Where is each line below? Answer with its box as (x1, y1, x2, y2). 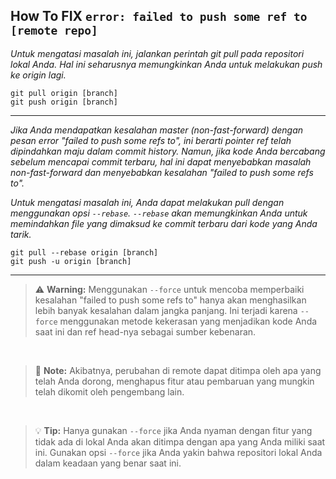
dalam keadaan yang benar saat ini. (34, 457, 182, 469)
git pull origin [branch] (10, 88, 118, 98)
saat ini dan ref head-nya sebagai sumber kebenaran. (34, 325, 257, 338)
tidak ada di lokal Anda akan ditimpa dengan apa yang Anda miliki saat (34, 435, 326, 448)
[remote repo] (10, 24, 98, 38)
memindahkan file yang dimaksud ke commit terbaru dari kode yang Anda (10, 217, 318, 229)
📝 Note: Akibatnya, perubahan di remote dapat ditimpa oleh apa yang (34, 364, 322, 376)
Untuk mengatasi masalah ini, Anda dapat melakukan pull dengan (10, 196, 285, 208)
